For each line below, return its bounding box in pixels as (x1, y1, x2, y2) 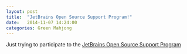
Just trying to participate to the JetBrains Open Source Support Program (6, 41, 181, 48)
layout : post (6, 8, 38, 15)
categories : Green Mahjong (6, 25, 72, 31)
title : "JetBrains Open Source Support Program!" (6, 14, 132, 20)
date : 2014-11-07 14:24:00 (6, 19, 77, 25)
